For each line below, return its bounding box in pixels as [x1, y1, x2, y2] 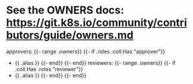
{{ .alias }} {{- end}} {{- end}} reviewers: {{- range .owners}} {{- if [14, 59, 176, 66]
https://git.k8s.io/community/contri [6, 16, 187, 29]
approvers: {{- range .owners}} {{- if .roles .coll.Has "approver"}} [6, 48, 165, 55]
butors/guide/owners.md [6, 29, 134, 42]
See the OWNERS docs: [6, 4, 125, 17]
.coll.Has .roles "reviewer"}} [14, 65, 83, 72]
